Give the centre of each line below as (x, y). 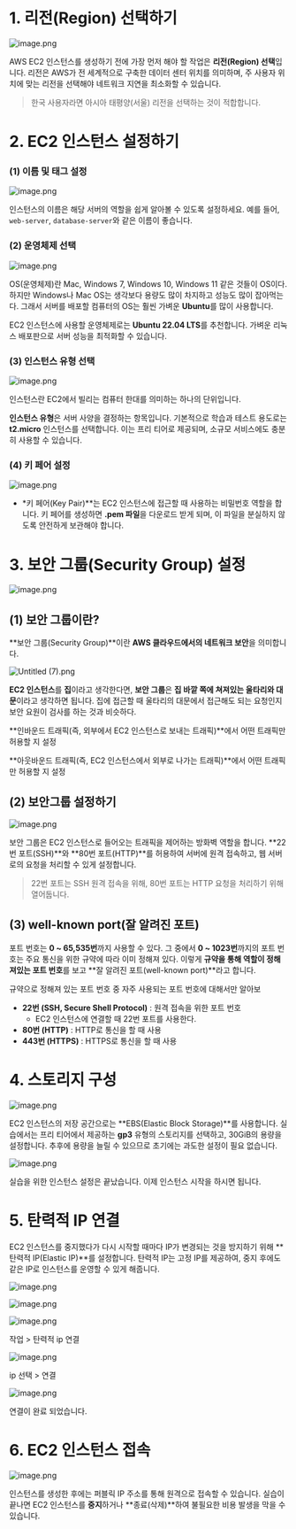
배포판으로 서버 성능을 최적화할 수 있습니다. (93, 336)
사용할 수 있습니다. (50, 440)
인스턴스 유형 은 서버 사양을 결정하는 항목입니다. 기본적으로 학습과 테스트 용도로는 (148, 418)
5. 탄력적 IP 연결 (65, 1220)
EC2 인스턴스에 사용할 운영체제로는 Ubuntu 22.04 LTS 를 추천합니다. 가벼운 (140, 325)
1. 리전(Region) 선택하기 (94, 18)
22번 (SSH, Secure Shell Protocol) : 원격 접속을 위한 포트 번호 (131, 1008)
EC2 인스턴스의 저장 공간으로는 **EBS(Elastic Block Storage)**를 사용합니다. (144, 1123)
